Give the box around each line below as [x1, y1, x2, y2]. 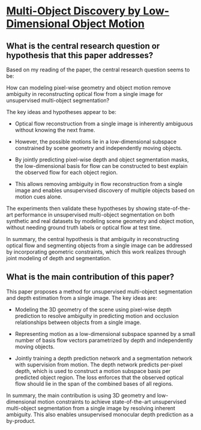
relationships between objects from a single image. [14, 318, 142, 326]
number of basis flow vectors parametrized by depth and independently [14, 336, 193, 344]
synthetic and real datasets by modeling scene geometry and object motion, [6, 218, 195, 224]
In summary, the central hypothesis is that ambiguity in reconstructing [6, 236, 179, 242]
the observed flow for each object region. [14, 169, 118, 176]
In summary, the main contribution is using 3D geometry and [6, 392, 156, 399]
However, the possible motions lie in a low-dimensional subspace [14, 138, 177, 145]
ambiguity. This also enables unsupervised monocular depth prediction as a [6, 411, 194, 418]
